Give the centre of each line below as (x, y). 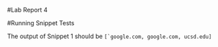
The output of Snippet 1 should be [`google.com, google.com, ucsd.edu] (110, 36)
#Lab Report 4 (27, 10)
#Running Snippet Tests (41, 23)
